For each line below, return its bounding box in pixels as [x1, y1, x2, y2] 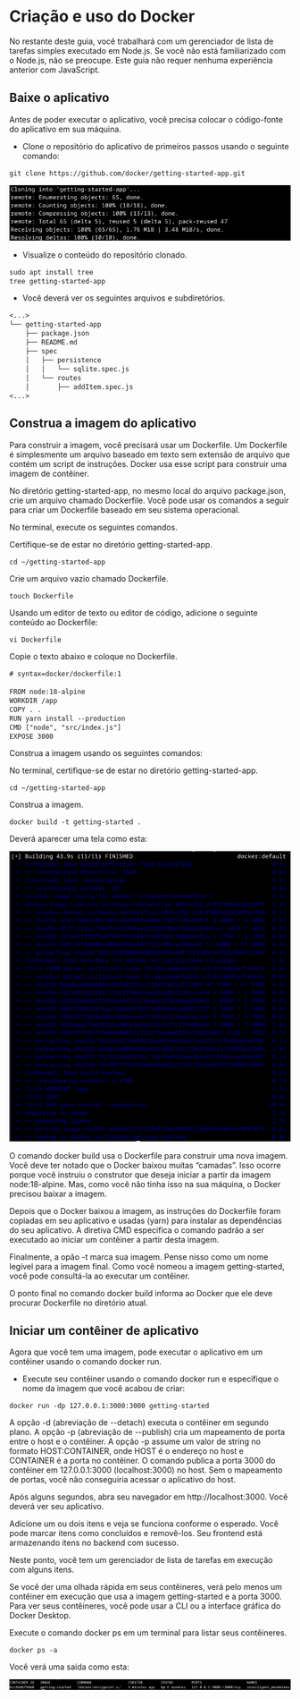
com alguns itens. [9, 1564, 74, 1576]
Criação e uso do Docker [9, 6, 196, 27]
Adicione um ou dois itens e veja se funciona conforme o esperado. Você [9, 1518, 279, 1529]
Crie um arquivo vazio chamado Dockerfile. [9, 573, 169, 583]
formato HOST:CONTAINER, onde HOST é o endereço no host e [9, 1446, 244, 1457]
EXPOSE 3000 [9, 732, 54, 741]
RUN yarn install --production [9, 714, 126, 723]
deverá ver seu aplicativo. [9, 1501, 104, 1512]
